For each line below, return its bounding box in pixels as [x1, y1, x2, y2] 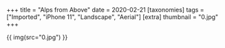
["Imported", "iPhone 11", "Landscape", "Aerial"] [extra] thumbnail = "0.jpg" [6, 13, 219, 21]
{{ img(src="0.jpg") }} [6, 33, 68, 41]
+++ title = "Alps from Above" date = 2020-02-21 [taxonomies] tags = [6, 6, 204, 14]
